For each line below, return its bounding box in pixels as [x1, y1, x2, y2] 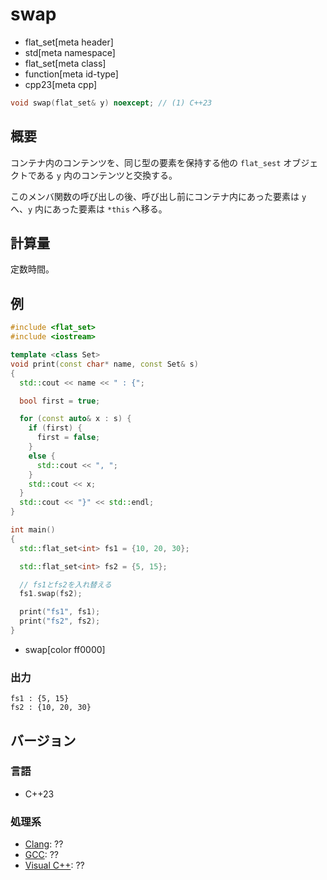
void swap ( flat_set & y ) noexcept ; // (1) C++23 [10, 98, 213, 108]
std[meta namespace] [24, 46, 116, 58]
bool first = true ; [19, 396, 101, 406]
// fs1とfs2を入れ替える [19, 579, 112, 590]
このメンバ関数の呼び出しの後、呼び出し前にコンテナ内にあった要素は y [10, 190, 307, 202]
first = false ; [36, 433, 101, 443]
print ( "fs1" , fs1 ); [19, 607, 101, 617]
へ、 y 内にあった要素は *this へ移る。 [10, 203, 168, 215]
